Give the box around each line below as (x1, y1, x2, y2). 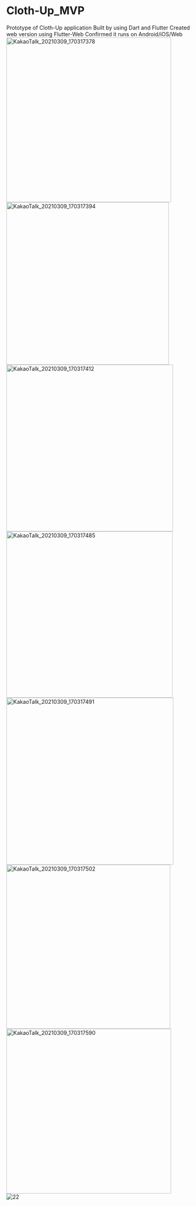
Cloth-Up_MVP (6, 4, 85, 18)
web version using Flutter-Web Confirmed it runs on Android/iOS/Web (6, 30, 183, 37)
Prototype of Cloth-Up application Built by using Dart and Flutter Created (6, 24, 190, 31)
